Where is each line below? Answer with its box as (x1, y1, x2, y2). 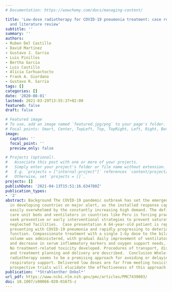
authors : (5, 36, 24, 41)
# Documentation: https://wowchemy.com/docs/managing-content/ (5, 7, 143, 13)
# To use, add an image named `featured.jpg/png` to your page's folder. (5, 122, 166, 127)
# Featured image (5, 117, 42, 122)
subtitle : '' (5, 26, 33, 31)
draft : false (5, 107, 33, 113)
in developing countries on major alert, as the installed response (10, 203, 159, 208)
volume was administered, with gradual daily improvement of (10, 236, 143, 242)
